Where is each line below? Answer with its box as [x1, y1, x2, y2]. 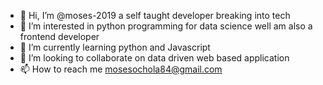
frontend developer [19, 31, 100, 42]
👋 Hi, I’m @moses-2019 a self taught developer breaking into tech [19, 10, 291, 21]
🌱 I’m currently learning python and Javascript [19, 41, 211, 53]
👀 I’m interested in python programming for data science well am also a [19, 20, 313, 32]
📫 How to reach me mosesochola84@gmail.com [19, 63, 223, 75]
